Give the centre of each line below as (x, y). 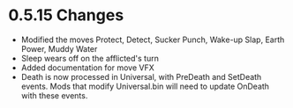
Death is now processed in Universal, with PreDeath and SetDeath (141, 76)
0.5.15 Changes (66, 15)
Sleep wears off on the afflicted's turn (90, 58)
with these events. (54, 95)
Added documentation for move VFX (88, 68)
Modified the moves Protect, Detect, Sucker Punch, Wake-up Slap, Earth (153, 40)
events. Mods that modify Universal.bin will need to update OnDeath (145, 86)
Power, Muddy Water (59, 48)
